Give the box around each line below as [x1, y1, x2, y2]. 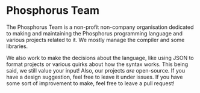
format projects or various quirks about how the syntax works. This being [6, 61, 189, 68]
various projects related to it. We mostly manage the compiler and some [6, 36, 185, 43]
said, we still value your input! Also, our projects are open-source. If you [6, 67, 186, 74]
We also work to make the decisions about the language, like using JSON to [6, 54, 194, 61]
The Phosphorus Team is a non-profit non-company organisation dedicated [6, 23, 194, 31]
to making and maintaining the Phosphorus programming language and [6, 29, 183, 37]
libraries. [6, 43, 28, 50]
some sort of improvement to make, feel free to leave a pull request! [6, 79, 175, 87]
